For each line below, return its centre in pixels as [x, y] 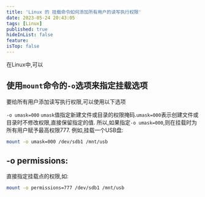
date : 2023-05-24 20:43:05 [41, 18]
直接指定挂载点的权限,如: [38, 176]
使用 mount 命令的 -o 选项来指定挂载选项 [77, 86]
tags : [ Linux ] [24, 23]
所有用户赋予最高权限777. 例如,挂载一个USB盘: [65, 130]
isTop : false [23, 47]
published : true [27, 29]
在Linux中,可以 [25, 64]
